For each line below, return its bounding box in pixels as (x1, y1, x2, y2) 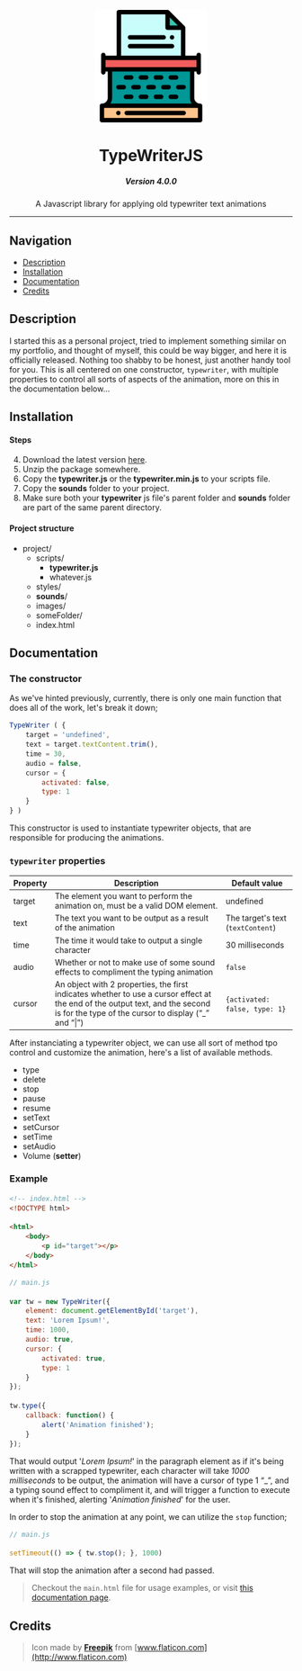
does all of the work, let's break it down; (9, 703, 158, 714)
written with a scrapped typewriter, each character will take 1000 (9, 1465, 250, 1476)
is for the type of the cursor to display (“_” (55, 1008, 209, 1019)
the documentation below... (9, 383, 111, 394)
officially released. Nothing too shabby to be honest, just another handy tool (9, 355, 291, 365)
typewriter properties (9, 854, 106, 867)
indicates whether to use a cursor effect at (55, 989, 212, 1000)
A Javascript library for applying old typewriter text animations (35, 199, 267, 210)
